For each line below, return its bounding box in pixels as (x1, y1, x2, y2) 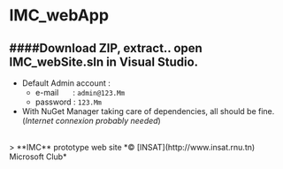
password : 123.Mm (34, 96, 103, 107)
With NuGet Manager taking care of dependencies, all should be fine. (21, 106, 275, 116)
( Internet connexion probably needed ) (21, 116, 161, 126)
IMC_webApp (9, 5, 109, 26)
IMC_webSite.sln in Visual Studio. (9, 54, 199, 69)
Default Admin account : (21, 78, 111, 88)
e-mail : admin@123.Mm (34, 88, 126, 97)
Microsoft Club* (9, 151, 67, 162)
